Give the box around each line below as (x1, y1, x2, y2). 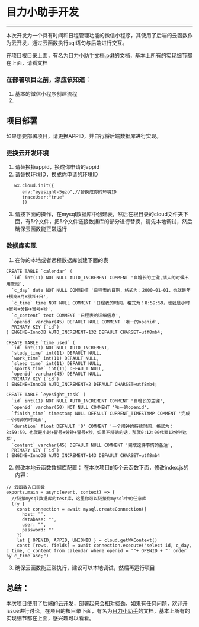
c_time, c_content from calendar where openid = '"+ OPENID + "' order (6, 547, 187, 553)
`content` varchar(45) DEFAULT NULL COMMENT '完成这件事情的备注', (11, 442, 174, 448)
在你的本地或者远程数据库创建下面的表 (14, 256, 108, 263)
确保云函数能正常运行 (14, 225, 67, 232)
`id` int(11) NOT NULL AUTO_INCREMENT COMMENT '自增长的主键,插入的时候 (11, 275, 185, 281)
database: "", (21, 516, 57, 522)
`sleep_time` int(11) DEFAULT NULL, (11, 360, 102, 366)
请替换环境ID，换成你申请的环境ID (14, 171, 98, 178)
